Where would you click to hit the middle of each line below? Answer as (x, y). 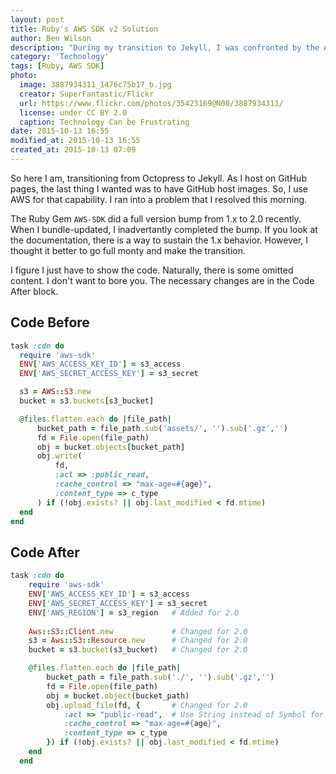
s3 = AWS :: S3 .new (55, 392)
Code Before (50, 322)
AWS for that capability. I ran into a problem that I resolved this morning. (159, 199)
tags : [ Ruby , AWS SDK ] (57, 66)
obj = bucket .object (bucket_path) (118, 696)
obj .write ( (59, 456)
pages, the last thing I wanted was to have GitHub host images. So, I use (159, 188)
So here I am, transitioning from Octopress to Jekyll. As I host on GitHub (158, 178)
